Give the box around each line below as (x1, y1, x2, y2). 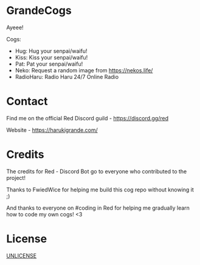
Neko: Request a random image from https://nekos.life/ (15, 66, 153, 74)
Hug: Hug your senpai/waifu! (15, 47, 88, 55)
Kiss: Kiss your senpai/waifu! (15, 53, 88, 61)
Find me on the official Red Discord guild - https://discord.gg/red (6, 114, 169, 122)
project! (6, 174, 26, 181)
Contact (6, 95, 48, 108)
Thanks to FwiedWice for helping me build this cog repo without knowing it (6, 186, 195, 193)
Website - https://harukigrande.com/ (6, 126, 98, 134)
